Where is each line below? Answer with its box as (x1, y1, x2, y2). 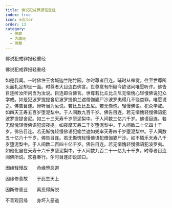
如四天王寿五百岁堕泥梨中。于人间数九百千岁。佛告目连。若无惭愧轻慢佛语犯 (5, 109, 167, 115)
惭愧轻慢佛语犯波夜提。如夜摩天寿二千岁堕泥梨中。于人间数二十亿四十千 (9, 122, 162, 128)
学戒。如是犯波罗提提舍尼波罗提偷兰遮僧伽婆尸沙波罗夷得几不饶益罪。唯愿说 (5, 96, 167, 102)
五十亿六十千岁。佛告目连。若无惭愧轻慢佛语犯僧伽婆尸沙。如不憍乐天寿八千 (5, 134, 167, 141)
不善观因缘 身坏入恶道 (5, 197, 59, 203)
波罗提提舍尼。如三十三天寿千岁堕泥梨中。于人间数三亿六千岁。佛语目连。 (5, 115, 162, 122)
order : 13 (5, 21, 27, 27)
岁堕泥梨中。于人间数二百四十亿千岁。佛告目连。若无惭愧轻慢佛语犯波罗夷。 (5, 141, 167, 147)
